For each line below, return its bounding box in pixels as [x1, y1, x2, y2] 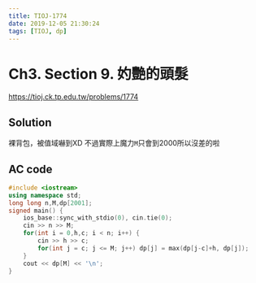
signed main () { [8, 207, 63, 215]
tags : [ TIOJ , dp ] [8, 27, 67, 35]
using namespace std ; [8, 191, 82, 199]
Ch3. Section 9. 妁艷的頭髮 [8, 64, 189, 83]
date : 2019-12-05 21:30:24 [8, 20, 100, 28]
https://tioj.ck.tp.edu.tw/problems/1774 [8, 92, 139, 102]
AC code [8, 162, 53, 176]
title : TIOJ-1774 [8, 11, 67, 20]
